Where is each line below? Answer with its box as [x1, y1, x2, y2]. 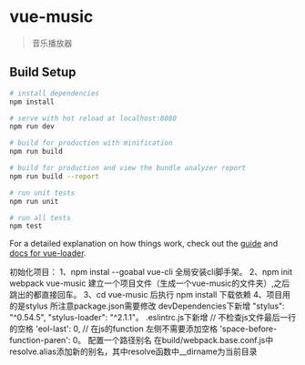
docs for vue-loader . [9, 248, 86, 259]
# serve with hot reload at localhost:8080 [9, 114, 178, 123]
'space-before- [219, 323, 278, 334]
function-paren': [9, 335, 71, 346]
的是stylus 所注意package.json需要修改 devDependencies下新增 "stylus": [9, 300, 285, 311]
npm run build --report [9, 171, 100, 181]
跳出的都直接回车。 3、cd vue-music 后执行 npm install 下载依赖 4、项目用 [9, 289, 291, 300]
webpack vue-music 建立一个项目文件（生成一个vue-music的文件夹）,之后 [9, 278, 290, 289]
